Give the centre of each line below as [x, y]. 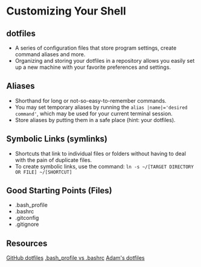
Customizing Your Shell [66, 11]
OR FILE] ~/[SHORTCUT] [43, 172]
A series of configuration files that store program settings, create [96, 48]
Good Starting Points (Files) [59, 191]
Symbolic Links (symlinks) [57, 139]
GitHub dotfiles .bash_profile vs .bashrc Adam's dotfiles [75, 258]
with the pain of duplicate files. [53, 160]
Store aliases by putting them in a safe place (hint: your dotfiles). [95, 120]
